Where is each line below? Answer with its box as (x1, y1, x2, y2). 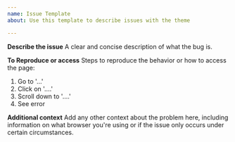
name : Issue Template (7, 10, 71, 18)
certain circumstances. (7, 128, 74, 136)
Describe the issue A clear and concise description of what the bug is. (7, 42, 212, 51)
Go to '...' (17, 77, 44, 85)
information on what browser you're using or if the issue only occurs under (7, 120, 224, 129)
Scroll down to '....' (17, 92, 72, 101)
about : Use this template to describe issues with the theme (7, 17, 191, 24)
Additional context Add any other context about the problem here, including (7, 113, 229, 122)
